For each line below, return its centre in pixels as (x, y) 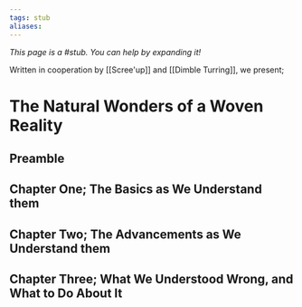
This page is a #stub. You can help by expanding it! (105, 52)
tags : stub (30, 18)
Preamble (37, 159)
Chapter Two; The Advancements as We (125, 234)
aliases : (26, 26)
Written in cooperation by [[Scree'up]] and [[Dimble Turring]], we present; (147, 70)
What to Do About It (66, 294)
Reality (36, 125)
